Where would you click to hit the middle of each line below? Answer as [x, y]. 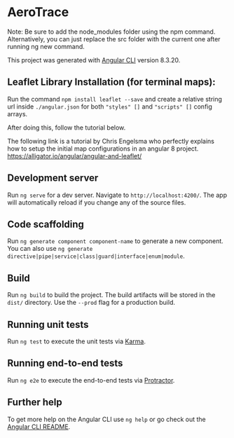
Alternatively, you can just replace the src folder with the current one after [114, 39]
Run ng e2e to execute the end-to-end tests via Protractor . [91, 380]
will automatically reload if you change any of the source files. [97, 202]
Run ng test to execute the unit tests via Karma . [76, 341]
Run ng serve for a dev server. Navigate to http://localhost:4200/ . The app [117, 195]
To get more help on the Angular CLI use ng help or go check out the [106, 419]
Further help [35, 403]
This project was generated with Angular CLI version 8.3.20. [94, 60]
